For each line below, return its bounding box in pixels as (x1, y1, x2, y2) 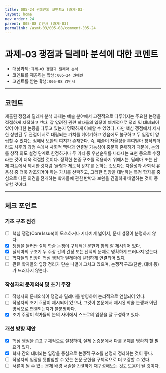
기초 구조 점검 (5, 218, 36, 225)
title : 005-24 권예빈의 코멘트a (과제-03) (5, 7, 84, 12)
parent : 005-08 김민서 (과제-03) (5, 21, 69, 26)
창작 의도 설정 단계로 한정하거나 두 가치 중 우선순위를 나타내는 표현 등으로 (10, 150, 152, 156)
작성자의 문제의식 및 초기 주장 (5, 281, 71, 288)
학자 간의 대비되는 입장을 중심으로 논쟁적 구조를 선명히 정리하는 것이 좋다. (12, 350, 154, 356)
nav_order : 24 (5, 16, 35, 21)
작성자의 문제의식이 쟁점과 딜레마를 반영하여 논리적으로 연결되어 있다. (12, 293, 146, 299)
